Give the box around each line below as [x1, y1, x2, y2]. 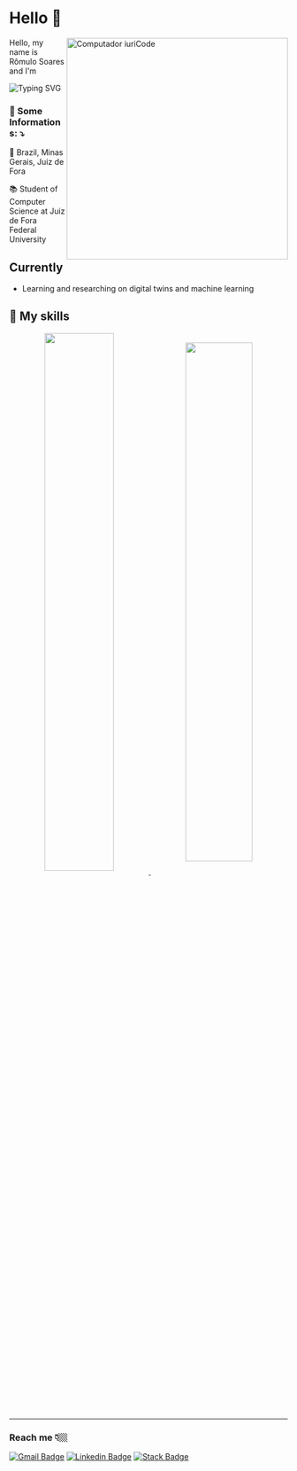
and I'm [9, 66, 37, 76]
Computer [9, 197, 46, 207]
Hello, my [9, 37, 44, 48]
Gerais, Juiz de [9, 157, 65, 167]
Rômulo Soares [9, 56, 65, 66]
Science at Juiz [9, 206, 65, 216]
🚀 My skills [9, 309, 70, 324]
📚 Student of [9, 183, 58, 194]
